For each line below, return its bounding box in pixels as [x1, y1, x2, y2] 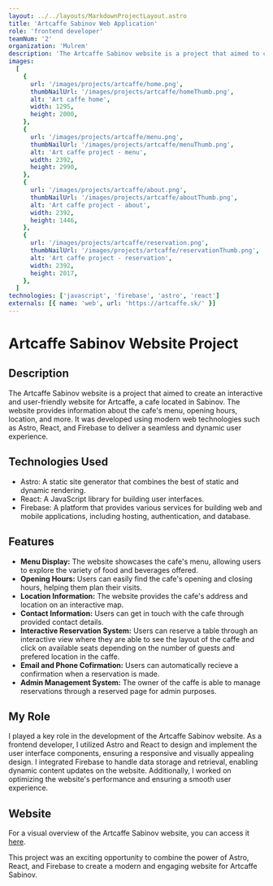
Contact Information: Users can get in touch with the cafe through [19, 608, 245, 618]
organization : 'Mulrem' [8, 42, 89, 50]
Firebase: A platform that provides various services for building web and [19, 502, 262, 513]
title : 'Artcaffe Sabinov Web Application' [8, 20, 158, 28]
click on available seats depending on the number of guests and [19, 643, 236, 652]
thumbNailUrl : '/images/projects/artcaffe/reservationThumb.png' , [29, 247, 260, 255]
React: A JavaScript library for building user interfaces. [19, 494, 205, 504]
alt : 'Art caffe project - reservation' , [29, 254, 173, 262]
